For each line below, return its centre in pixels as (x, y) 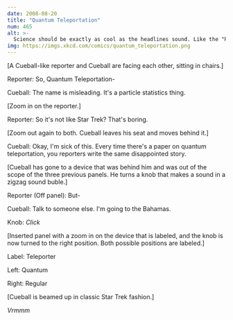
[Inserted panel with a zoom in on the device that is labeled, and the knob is (115, 236)
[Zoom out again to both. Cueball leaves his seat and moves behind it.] (108, 133)
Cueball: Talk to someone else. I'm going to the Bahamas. (89, 209)
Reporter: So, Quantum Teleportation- (61, 79)
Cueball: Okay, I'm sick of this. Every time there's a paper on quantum (107, 146)
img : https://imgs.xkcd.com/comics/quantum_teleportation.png (99, 46)
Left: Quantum (28, 270)
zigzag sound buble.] (37, 182)
